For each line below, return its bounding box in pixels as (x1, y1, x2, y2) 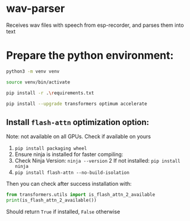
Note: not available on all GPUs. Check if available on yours (6, 133, 151, 140)
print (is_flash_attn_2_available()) (6, 197, 97, 204)
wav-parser (6, 2, 65, 15)
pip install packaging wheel (14, 145, 87, 152)
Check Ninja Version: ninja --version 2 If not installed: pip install (14, 157, 180, 164)
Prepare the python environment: (6, 49, 174, 63)
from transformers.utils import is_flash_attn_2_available (6, 192, 156, 198)
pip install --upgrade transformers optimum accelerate (6, 101, 147, 107)
